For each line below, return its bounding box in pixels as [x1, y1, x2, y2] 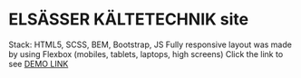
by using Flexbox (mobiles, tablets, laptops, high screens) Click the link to [8, 48, 284, 59]
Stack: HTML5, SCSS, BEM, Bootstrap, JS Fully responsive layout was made [8, 39, 292, 50]
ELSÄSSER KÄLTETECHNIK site [8, 9, 249, 30]
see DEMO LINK [8, 58, 69, 69]
